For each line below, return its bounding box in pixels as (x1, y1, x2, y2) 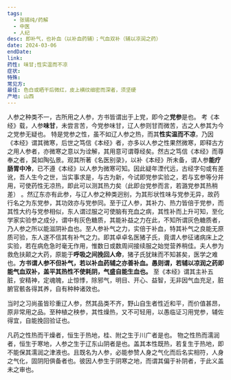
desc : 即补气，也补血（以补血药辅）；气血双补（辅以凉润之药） (7, 36, 162, 43)
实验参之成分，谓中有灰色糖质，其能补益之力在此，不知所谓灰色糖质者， (19, 216, 224, 224)
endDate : (7, 49, 32, 56)
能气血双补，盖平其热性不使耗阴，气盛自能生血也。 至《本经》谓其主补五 (7, 267, 214, 276)
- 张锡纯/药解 (13, 16, 49, 23)
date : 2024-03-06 (7, 42, 57, 49)
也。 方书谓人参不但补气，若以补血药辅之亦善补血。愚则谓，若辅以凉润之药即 (7, 259, 224, 267)
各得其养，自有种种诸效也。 (25, 284, 104, 293)
